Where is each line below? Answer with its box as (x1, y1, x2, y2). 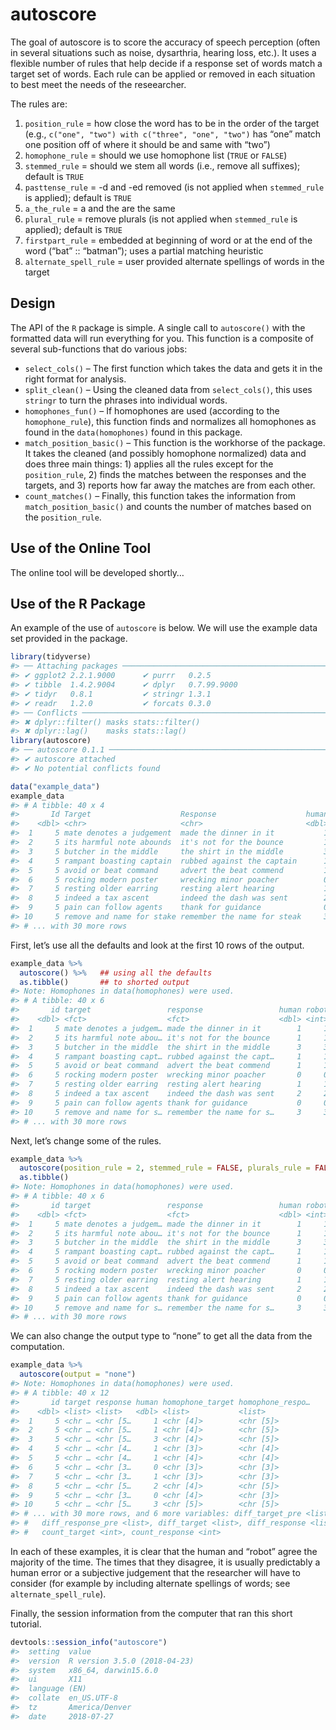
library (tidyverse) (10, 652, 92, 662)
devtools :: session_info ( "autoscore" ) (10, 1637, 168, 1647)
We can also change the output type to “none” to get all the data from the (10, 1330, 313, 1342)
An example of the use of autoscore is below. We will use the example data (10, 622, 318, 634)
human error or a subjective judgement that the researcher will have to (10, 1566, 301, 1578)
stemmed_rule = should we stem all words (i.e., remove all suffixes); (24, 159, 301, 172)
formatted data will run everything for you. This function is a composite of (10, 332, 314, 344)
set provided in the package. (10, 633, 128, 645)
